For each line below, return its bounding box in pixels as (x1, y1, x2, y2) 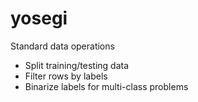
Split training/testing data (24, 59, 130, 71)
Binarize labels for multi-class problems (24, 80, 189, 92)
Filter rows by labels (24, 70, 108, 82)
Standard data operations (10, 40, 115, 52)
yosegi (10, 7, 68, 30)
